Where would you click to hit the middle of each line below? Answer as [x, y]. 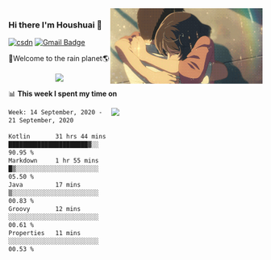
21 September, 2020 [41, 121]
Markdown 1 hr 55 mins [54, 161]
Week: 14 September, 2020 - [56, 113]
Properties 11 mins [45, 233]
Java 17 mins [45, 185]
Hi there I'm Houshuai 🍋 [55, 25]
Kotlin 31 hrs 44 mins [57, 137]
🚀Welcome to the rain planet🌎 [59, 59]
